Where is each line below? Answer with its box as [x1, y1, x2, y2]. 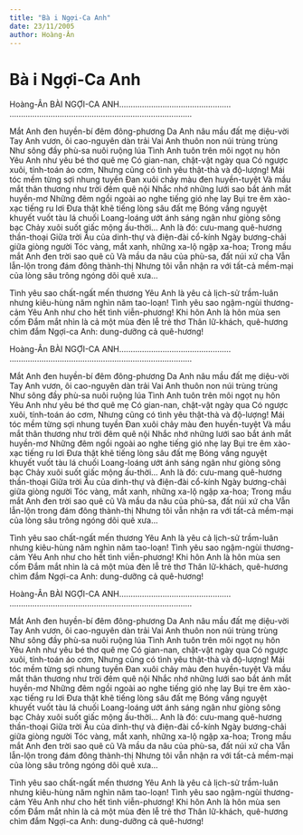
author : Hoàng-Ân [9, 30, 75, 39]
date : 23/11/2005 [9, 22, 75, 31]
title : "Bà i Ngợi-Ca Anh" [9, 13, 111, 23]
